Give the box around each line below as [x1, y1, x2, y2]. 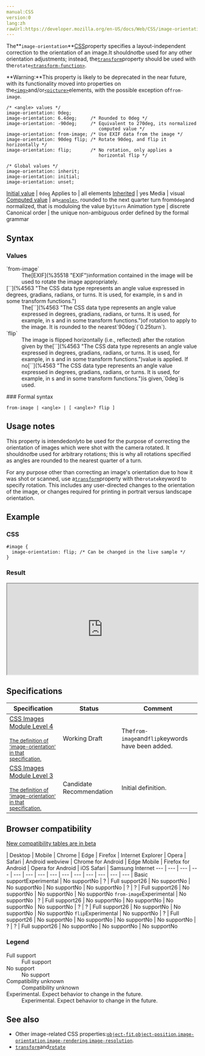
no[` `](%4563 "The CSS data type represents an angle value [21, 362, 173, 369]
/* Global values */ [6, 163, 59, 169]
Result [6, 568, 26, 577]
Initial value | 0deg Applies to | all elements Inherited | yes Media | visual [6, 189, 185, 197]
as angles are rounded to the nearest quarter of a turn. [6, 457, 143, 464]
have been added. [121, 741, 173, 750]
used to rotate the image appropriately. [21, 278, 119, 285]
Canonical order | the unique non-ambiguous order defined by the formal [6, 209, 189, 216]
